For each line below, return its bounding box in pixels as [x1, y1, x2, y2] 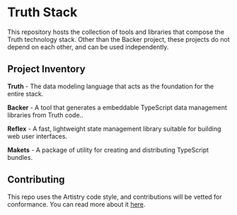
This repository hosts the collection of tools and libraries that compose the [7, 28, 225, 36]
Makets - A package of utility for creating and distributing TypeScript [7, 146, 209, 154]
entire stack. [7, 89, 44, 98]
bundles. [7, 153, 33, 161]
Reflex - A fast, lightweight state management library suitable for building [7, 124, 221, 133]
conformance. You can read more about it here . [7, 199, 146, 209]
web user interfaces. [7, 132, 68, 140]
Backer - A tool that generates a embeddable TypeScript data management [7, 103, 228, 112]
